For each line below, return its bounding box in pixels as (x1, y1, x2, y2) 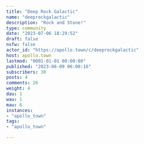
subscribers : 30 (6, 69, 46, 75)
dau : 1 (6, 91, 23, 97)
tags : (6, 119, 20, 125)
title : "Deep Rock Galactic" (6, 8, 78, 15)
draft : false (6, 36, 39, 42)
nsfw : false (6, 42, 36, 48)
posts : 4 (6, 74, 28, 80)
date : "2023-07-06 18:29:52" (6, 31, 78, 37)
